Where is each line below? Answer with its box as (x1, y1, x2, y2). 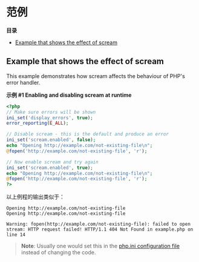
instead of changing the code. (21, 249, 96, 256)
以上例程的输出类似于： (6, 193, 65, 200)
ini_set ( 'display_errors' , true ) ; (6, 114, 94, 121)
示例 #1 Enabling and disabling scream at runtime (6, 91, 132, 99)
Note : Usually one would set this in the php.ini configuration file (21, 243, 180, 250)
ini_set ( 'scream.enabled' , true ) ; (6, 165, 94, 171)
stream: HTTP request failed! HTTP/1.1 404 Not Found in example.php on (6, 226, 194, 233)
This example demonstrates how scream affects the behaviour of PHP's (6, 72, 186, 79)
